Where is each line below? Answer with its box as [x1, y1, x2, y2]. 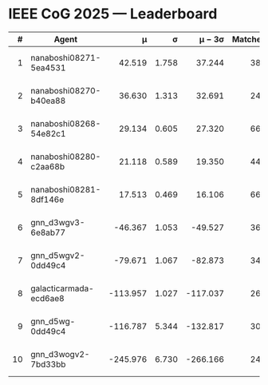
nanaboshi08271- [30, 52, 101, 63]
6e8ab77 [30, 227, 66, 238]
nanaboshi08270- [30, 85, 101, 96]
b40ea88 [30, 95, 66, 106]
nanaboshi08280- [30, 151, 101, 162]
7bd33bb [30, 359, 66, 370]
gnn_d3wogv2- [30, 348, 90, 359]
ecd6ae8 [30, 292, 65, 304]
